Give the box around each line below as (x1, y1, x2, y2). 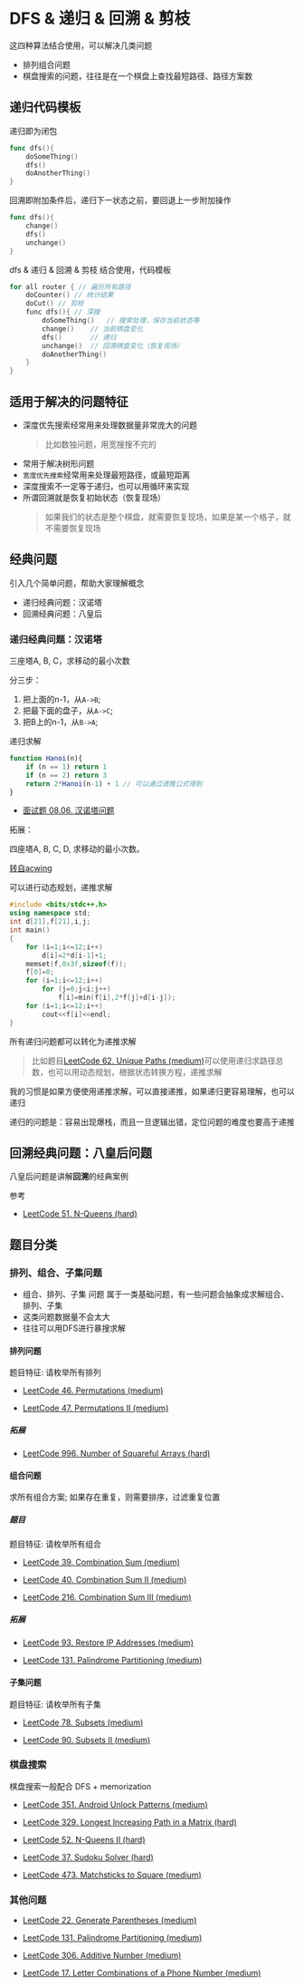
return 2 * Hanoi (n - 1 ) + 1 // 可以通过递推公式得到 (25, 779, 203, 789)
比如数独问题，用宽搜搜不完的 (44, 439, 157, 450)
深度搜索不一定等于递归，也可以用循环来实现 (22, 480, 190, 491)
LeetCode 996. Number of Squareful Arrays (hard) (22, 1448, 211, 1459)
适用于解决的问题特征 (9, 393, 128, 409)
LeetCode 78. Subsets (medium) (22, 1717, 144, 1728)
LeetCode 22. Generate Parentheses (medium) (22, 1914, 197, 1926)
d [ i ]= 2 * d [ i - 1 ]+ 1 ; (42, 951, 107, 960)
